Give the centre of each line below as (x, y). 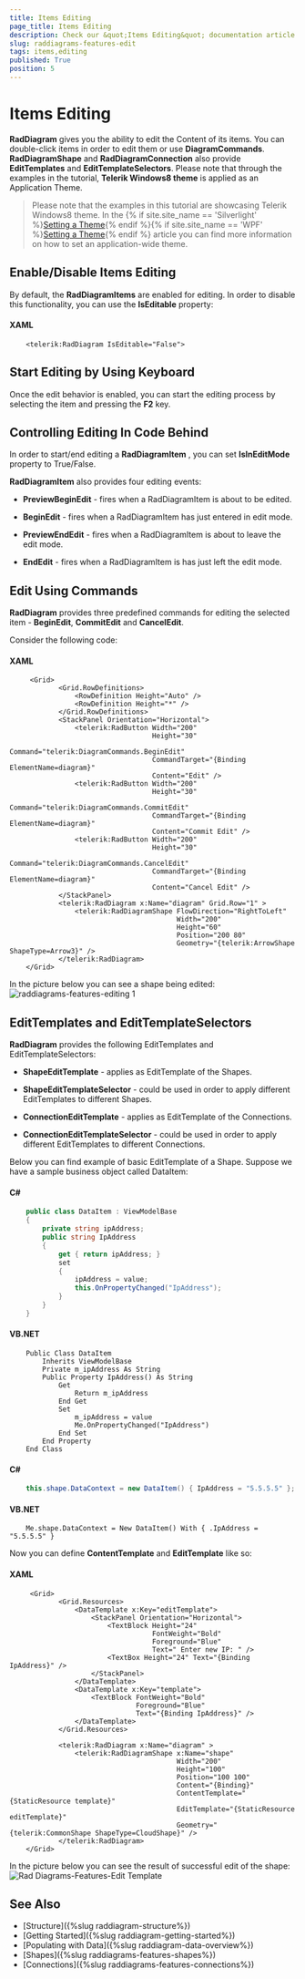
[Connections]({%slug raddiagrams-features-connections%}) (138, 1964)
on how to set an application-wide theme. (110, 243)
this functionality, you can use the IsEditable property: (112, 304)
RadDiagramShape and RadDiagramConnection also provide (125, 158)
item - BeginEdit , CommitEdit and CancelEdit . (97, 623)
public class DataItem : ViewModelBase (102, 1212)
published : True (40, 60)
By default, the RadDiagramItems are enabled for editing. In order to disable (152, 294)
